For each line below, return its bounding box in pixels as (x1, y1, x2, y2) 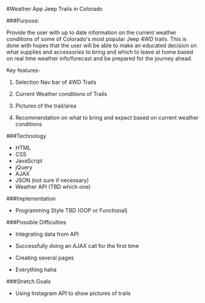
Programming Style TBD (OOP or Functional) (15, 207, 128, 214)
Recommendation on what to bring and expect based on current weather (15, 114, 199, 121)
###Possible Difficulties (6, 219, 67, 225)
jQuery (15, 164, 32, 170)
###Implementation (6, 195, 56, 202)
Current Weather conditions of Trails (15, 90, 107, 97)
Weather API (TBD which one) (15, 183, 91, 190)
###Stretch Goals (6, 278, 51, 285)
